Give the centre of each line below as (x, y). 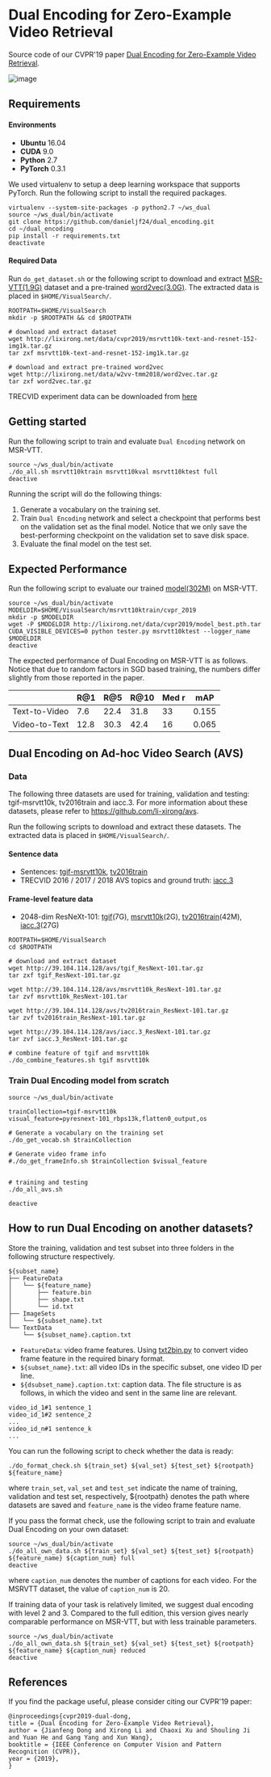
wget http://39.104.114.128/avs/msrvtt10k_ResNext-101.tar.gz (115, 990)
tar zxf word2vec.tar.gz (50, 381)
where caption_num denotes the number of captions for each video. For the (133, 1580)
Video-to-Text (41, 725)
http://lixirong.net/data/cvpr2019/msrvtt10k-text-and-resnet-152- (142, 339)
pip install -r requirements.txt (65, 236)
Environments (32, 124)
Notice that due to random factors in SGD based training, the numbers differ (135, 669)
